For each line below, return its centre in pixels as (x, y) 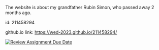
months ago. (18, 13)
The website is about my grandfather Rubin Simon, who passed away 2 (80, 7)
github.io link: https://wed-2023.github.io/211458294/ (61, 32)
